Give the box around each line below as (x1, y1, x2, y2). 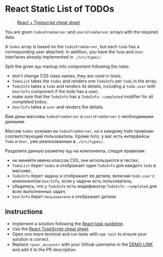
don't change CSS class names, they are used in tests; (12, 73, 122, 79)
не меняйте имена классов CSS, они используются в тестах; (12, 157, 139, 163)
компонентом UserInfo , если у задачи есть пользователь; (12, 178, 133, 184)
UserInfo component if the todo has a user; (12, 88, 99, 94)
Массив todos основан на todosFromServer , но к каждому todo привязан (5, 128, 154, 134)
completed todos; (12, 99, 48, 104)
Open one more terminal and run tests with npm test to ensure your (12, 231, 147, 237)
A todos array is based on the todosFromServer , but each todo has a (5, 43, 140, 49)
